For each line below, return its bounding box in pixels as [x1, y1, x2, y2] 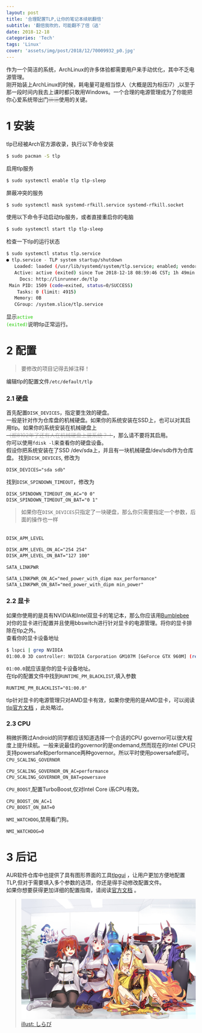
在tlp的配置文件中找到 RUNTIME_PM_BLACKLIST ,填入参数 [6, 672, 136, 680]
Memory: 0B [14, 295, 42, 301]
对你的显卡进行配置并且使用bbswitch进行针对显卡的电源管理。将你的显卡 [6, 619, 188, 626]
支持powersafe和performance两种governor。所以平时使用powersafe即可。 [6, 749, 192, 756]
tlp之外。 [16, 627, 39, 634]
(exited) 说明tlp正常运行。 [6, 321, 71, 328]
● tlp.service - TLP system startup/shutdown [6, 257, 122, 263]
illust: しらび [20, 1020, 52, 1028]
